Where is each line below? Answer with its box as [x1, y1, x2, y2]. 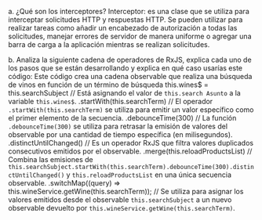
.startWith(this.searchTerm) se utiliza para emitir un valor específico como [8, 105, 254, 114]
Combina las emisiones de [8, 155, 93, 164]
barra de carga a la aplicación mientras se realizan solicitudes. [8, 40, 210, 49]
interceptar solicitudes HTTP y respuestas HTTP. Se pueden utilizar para [8, 15, 243, 24]
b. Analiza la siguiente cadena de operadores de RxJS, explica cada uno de [8, 55, 253, 64]
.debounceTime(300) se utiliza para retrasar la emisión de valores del [8, 121, 228, 131]
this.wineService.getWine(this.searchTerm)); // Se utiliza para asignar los [8, 187, 244, 196]
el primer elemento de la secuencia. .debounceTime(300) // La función [8, 114, 237, 122]
